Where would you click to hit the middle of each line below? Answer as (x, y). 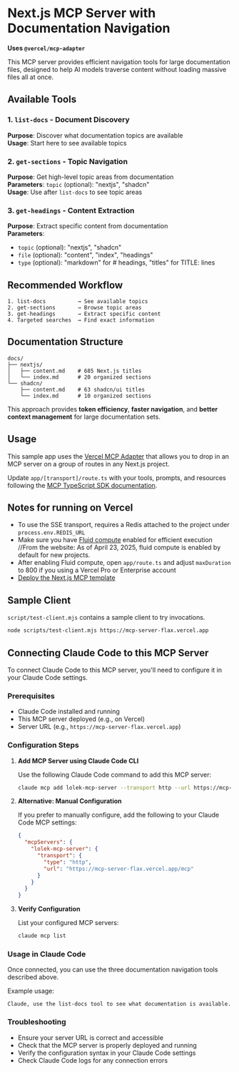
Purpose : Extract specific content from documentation (88, 226)
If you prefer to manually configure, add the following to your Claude (118, 815)
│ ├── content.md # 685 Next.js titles (75, 371)
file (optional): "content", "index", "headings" (85, 255)
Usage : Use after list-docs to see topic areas (75, 192)
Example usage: (31, 991)
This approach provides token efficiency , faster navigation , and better (113, 409)
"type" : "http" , (68, 862)
